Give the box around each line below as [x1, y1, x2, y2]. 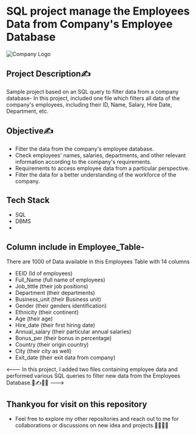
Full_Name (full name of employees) [15, 276, 106, 284]
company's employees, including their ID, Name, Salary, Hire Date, [6, 101, 172, 108]
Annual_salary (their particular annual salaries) [15, 328, 132, 336]
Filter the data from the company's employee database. [15, 145, 154, 152]
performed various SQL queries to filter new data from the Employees [6, 372, 181, 380]
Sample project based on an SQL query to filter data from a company [6, 88, 179, 95]
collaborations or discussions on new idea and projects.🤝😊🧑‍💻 [15, 422, 169, 429]
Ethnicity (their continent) [15, 309, 79, 316]
